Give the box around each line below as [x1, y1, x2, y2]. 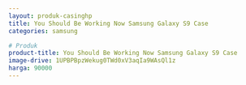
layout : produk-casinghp [8, 11, 93, 20]
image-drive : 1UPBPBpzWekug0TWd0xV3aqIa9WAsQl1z [8, 57, 176, 65]
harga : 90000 [8, 64, 53, 73]
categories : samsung [8, 27, 79, 35]
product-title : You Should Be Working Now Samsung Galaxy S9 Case [8, 49, 238, 57]
